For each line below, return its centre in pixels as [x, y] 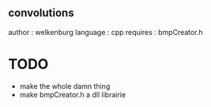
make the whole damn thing [65, 86]
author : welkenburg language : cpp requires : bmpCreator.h [105, 32]
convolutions [41, 13]
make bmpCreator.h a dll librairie [73, 94]
